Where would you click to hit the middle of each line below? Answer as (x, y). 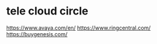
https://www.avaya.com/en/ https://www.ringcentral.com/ (78, 28)
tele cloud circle (48, 11)
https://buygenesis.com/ (37, 34)
